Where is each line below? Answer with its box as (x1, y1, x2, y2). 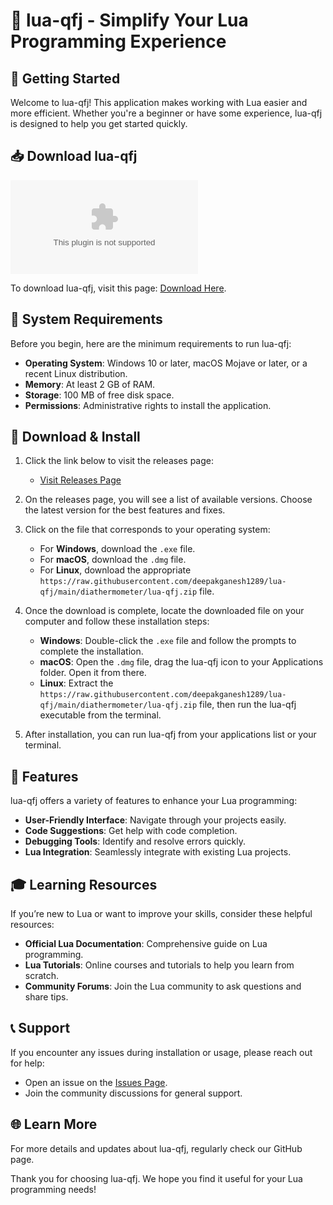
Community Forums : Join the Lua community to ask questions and (24, 980, 302, 993)
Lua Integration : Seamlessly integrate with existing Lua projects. (24, 846, 292, 858)
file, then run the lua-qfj (199, 699, 297, 711)
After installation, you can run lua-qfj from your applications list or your (24, 729, 317, 741)
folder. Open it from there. (39, 667, 147, 679)
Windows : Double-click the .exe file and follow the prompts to (39, 635, 297, 647)
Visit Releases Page (39, 474, 122, 486)
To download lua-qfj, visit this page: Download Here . (10, 282, 227, 294)
